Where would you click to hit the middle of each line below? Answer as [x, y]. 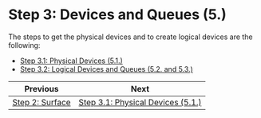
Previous [42, 88]
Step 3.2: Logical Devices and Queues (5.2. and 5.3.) [106, 69]
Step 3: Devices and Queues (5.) [118, 15]
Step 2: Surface [42, 102]
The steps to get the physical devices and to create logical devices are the [130, 37]
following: [24, 45]
